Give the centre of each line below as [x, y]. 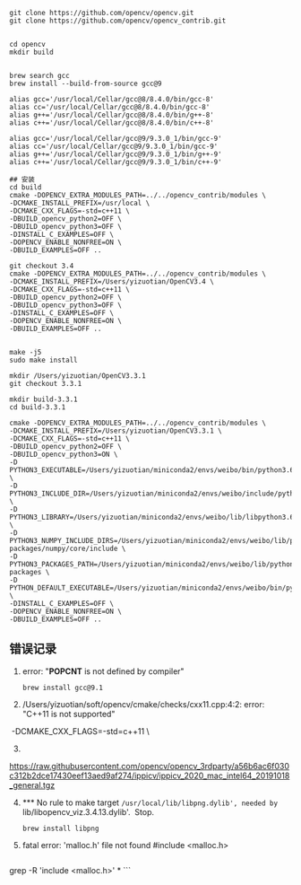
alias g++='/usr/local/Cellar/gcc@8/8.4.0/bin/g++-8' [112, 115]
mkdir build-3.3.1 [43, 399]
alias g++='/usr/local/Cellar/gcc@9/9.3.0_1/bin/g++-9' [116, 154]
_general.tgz [32, 784]
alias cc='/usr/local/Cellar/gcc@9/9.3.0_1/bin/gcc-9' [114, 146]
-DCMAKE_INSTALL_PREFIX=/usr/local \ [80, 203]
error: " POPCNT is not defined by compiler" [103, 671]
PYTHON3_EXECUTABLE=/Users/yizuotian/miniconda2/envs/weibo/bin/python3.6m [154, 470]
